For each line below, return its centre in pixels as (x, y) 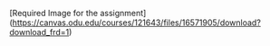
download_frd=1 (39, 32)
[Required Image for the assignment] (78, 13)
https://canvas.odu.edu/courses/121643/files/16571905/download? (136, 23)
